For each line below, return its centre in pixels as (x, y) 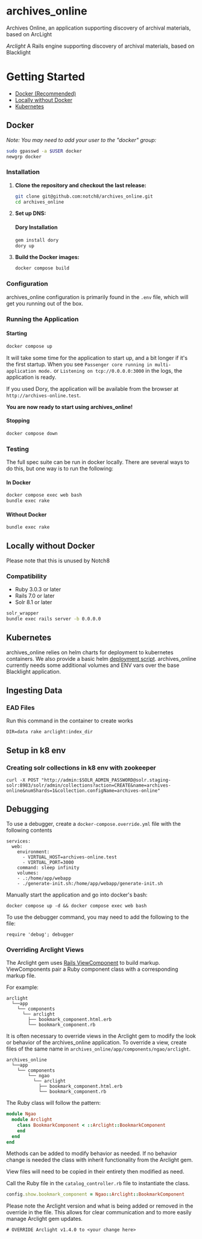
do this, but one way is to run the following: (60, 468)
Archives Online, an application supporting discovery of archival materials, (99, 28)
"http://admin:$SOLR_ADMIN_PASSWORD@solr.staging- (106, 780)
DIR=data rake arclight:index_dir (50, 732)
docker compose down (32, 433)
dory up (24, 246)
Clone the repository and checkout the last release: (80, 185)
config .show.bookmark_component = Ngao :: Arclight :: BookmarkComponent (96, 1194)
